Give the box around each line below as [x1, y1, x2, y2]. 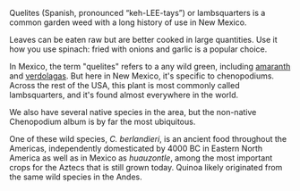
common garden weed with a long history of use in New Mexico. [9, 17, 247, 28]
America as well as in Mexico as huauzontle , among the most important [9, 153, 273, 163]
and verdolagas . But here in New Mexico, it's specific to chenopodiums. [9, 71, 275, 81]
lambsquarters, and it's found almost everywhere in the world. [9, 89, 239, 100]
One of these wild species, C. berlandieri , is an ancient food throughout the [9, 134, 287, 144]
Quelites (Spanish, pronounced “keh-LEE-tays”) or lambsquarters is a [9, 8, 266, 18]
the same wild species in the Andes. [9, 171, 142, 182]
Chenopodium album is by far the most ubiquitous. [9, 116, 196, 127]
